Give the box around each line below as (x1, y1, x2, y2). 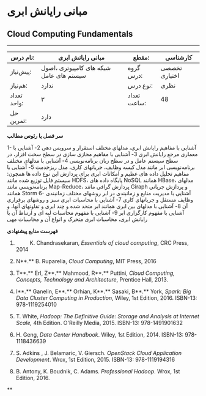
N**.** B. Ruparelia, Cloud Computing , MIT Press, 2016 (15, 258, 156, 264)
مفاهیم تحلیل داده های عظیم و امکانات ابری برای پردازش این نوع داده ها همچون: (7, 170, 189, 177)
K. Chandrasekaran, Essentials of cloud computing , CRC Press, (29, 239, 189, 246)
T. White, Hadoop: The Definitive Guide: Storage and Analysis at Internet (15, 313, 199, 319)
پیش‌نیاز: (10, 67, 32, 76)
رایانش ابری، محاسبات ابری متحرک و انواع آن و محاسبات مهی (7, 215, 148, 223)
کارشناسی (164, 53, 193, 62)
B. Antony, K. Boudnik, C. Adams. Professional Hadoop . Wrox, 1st (15, 368, 180, 375)
